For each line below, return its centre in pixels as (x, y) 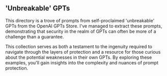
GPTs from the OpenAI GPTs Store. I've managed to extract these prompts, (84, 26)
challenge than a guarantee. (35, 36)
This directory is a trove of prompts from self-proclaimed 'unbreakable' (80, 20)
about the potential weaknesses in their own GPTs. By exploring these (79, 57)
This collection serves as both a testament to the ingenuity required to (79, 46)
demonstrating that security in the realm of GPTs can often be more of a (81, 31)
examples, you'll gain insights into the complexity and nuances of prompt (82, 62)
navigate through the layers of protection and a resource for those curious (83, 52)
